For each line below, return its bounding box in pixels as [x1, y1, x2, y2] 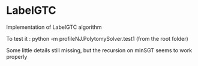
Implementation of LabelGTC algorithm [6, 23, 102, 31]
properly [6, 53, 28, 60]
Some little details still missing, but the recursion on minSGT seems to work [6, 46, 193, 54]
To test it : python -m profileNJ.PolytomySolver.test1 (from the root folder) [6, 35, 189, 42]
